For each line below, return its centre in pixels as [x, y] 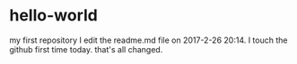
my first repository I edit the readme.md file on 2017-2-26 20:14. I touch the [148, 40]
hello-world [54, 16]
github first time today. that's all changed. [86, 49]
